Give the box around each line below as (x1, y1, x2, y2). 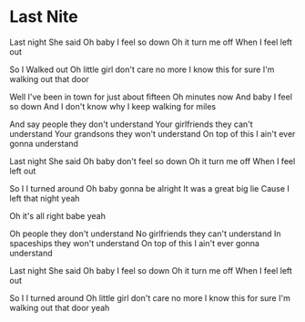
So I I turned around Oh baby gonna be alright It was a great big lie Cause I (9, 182, 290, 193)
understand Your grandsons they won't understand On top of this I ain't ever (9, 128, 296, 139)
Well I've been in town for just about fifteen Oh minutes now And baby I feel (9, 91, 293, 102)
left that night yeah (9, 192, 80, 203)
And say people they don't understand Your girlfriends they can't (9, 119, 253, 130)
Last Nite (9, 6, 79, 27)
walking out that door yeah (9, 302, 110, 313)
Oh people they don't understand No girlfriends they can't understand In (9, 228, 281, 239)
